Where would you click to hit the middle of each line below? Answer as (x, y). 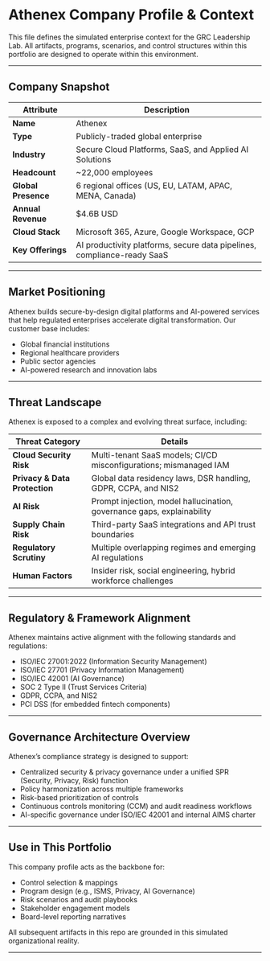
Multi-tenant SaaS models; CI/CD (155, 455)
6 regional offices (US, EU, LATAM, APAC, (154, 185)
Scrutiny (29, 558)
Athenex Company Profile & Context (131, 15)
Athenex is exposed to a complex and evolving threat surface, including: (128, 422)
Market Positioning (57, 292)
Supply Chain (39, 524)
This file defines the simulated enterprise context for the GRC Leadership (129, 37)
